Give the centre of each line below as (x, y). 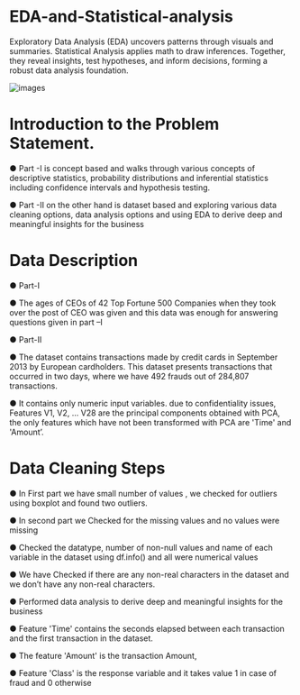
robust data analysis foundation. (69, 70)
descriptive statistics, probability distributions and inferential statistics (139, 178)
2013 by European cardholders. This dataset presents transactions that (141, 366)
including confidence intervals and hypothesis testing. (110, 187)
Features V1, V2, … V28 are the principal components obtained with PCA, (145, 413)
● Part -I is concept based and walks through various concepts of (132, 168)
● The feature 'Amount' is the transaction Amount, (103, 655)
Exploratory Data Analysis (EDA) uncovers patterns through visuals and (141, 41)
